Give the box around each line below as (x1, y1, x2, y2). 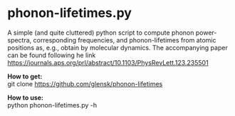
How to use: (7, 93, 44, 102)
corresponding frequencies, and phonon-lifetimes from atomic (33, 35, 216, 44)
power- (195, 28, 217, 37)
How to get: (7, 72, 43, 81)
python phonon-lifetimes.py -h (7, 100, 98, 109)
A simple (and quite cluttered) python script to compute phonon (7, 28, 194, 37)
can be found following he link (7, 51, 96, 59)
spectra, (7, 35, 32, 44)
